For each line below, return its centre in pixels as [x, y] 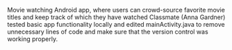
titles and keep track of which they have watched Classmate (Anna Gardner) [116, 17]
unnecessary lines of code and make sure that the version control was [108, 32]
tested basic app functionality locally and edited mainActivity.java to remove [116, 24]
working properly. [32, 39]
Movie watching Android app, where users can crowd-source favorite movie [116, 10]
